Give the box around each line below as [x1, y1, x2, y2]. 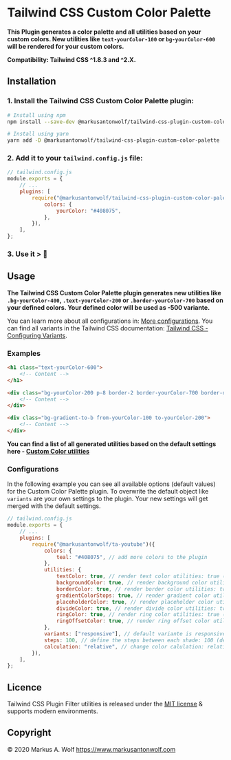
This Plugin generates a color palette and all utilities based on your [7, 28, 201, 36]
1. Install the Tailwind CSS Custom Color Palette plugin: [7, 96, 195, 106]
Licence [7, 682, 43, 693]
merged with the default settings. [7, 502, 101, 510]
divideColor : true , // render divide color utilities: [56, 604, 217, 612]
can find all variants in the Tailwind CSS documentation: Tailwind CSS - [7, 324, 208, 332]
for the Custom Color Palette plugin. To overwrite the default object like [7, 487, 209, 496]
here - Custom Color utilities [7, 447, 90, 455]
